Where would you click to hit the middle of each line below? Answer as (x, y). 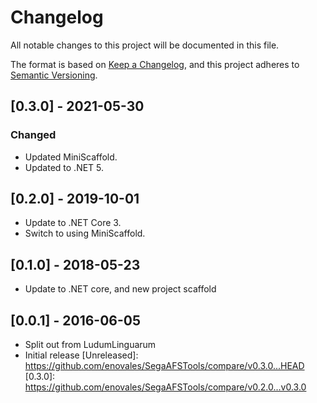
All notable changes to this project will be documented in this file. (145, 45)
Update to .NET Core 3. (73, 223)
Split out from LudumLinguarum (90, 345)
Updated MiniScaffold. (71, 157)
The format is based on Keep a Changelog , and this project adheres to (155, 64)
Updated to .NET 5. (64, 167)
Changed (33, 135)
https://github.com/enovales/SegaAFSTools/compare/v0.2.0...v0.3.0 (165, 387)
